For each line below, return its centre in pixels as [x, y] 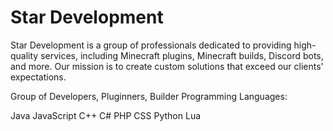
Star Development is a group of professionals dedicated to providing [151, 45]
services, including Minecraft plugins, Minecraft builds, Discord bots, [182, 55]
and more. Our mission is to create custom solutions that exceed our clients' [167, 66]
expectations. [38, 77]
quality [24, 55]
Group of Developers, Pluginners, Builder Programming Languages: [149, 96]
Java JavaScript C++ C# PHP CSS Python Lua [106, 115]
